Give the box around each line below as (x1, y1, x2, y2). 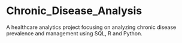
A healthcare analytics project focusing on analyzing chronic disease (6, 24, 177, 31)
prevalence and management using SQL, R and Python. (6, 29, 142, 37)
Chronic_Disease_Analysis (6, 4, 142, 18)
